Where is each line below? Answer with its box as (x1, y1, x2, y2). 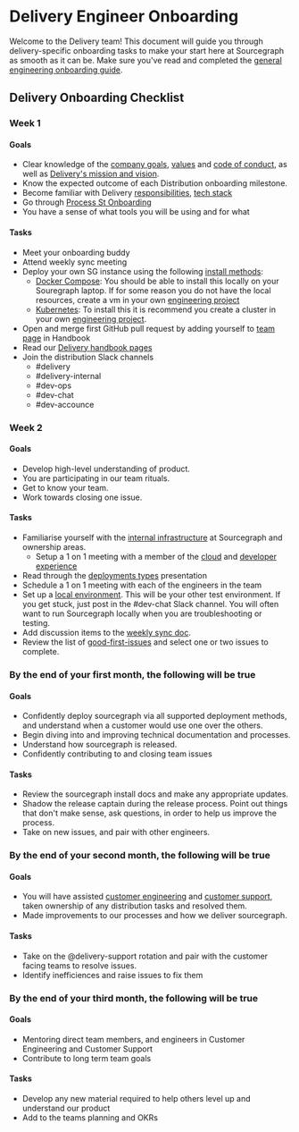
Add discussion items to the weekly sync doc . (21, 627, 192, 638)
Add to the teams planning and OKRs (21, 1111, 159, 1123)
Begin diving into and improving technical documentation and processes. (21, 730, 291, 740)
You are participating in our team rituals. (21, 472, 170, 484)
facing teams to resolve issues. (21, 959, 137, 971)
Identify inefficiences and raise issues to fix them (21, 969, 203, 980)
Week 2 (9, 421, 43, 434)
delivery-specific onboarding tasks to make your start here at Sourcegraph (9, 45, 285, 55)
